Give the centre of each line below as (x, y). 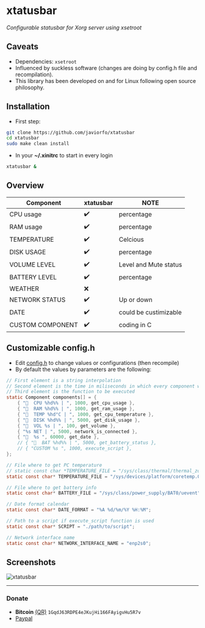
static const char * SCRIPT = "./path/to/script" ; (71, 526)
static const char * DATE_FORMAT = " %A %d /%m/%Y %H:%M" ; (79, 510)
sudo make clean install (38, 144)
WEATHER (24, 289)
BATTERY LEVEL (33, 277)
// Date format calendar (38, 504)
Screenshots (31, 562)
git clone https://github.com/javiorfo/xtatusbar (71, 132)
